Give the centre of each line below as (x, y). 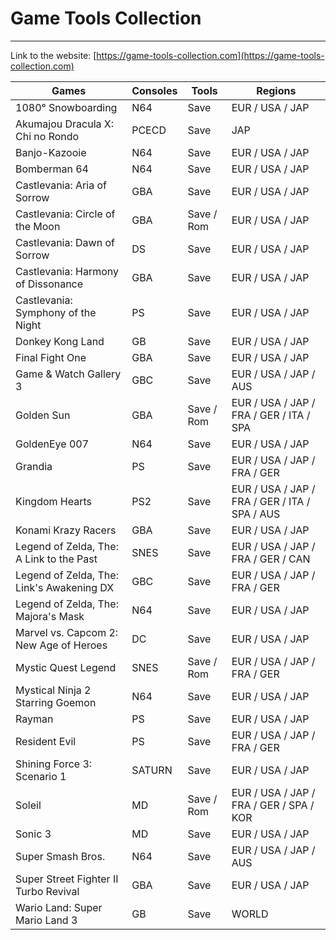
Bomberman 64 (52, 169)
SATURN (152, 770)
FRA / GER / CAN (271, 559)
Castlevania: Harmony (67, 271)
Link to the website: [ (53, 55)
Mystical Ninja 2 (53, 690)
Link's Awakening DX (65, 587)
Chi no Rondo (47, 136)
